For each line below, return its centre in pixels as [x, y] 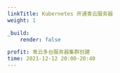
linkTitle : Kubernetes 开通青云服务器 [60, 14]
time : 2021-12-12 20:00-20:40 [52, 59]
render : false [40, 39]
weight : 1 [22, 20]
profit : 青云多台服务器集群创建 [49, 52]
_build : [19, 33]
